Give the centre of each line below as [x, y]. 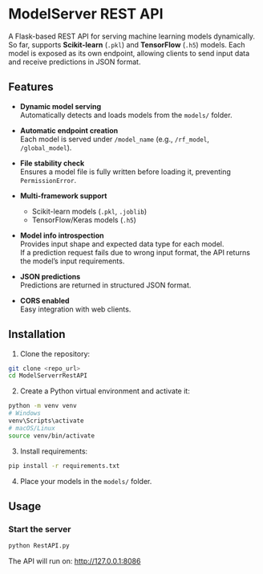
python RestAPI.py [39, 546]
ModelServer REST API [86, 14]
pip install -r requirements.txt [64, 466]
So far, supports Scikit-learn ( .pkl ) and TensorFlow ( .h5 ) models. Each [127, 44]
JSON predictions [50, 276]
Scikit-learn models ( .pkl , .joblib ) [89, 211]
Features [31, 87]
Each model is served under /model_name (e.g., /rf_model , [115, 139]
